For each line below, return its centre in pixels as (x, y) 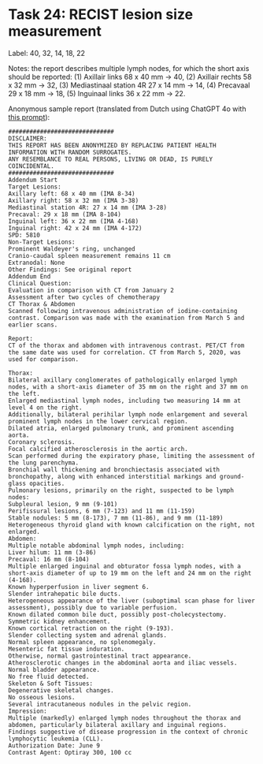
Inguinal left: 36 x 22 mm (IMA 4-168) (74, 221)
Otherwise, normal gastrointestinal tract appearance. (100, 656)
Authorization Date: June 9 (54, 745)
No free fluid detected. (49, 676)
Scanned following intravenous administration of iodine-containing (123, 311)
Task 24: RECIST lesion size (101, 15)
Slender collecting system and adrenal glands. (88, 635)
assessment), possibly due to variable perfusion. (93, 607)
